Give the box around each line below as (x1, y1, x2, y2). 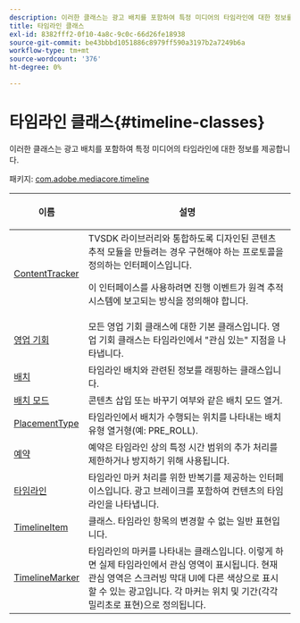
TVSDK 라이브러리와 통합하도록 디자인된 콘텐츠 (87, 232, 277, 244)
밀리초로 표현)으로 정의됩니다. (87, 598, 207, 610)
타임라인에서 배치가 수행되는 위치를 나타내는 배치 (87, 410, 281, 423)
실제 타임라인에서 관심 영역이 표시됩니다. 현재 (98, 558, 279, 570)
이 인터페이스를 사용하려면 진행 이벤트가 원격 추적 (87, 281, 284, 293)
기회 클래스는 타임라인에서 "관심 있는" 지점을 (98, 333, 276, 346)
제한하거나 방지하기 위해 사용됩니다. (87, 454, 230, 467)
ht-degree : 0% (9, 63, 62, 72)
